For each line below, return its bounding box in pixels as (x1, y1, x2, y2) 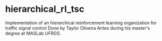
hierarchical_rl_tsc (5, 3, 85, 15)
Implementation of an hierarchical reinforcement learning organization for (5, 20, 157, 26)
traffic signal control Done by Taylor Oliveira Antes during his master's (5, 25, 150, 31)
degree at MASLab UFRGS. (5, 30, 61, 36)
